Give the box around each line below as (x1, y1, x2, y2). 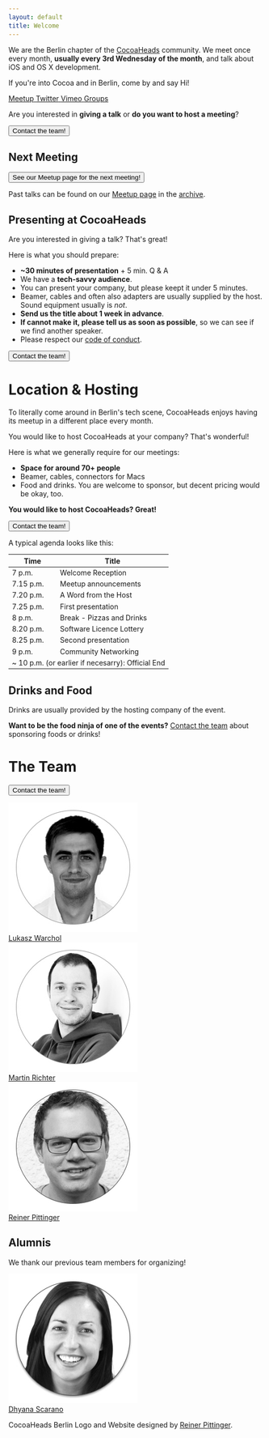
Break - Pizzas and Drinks (60, 612, 148, 623)
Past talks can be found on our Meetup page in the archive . (8, 189, 206, 199)
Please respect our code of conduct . (19, 334, 143, 344)
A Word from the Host (60, 590, 132, 600)
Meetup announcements (60, 579, 141, 589)
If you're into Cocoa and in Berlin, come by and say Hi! (8, 78, 190, 87)
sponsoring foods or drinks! (8, 730, 101, 739)
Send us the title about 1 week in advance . (19, 308, 164, 319)
